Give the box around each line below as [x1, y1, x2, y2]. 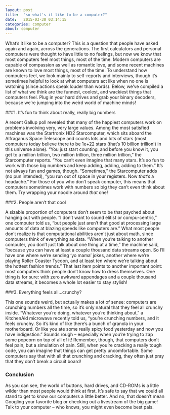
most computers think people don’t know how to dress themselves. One [5, 269, 155, 275]
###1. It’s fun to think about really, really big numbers [5, 110, 116, 116]
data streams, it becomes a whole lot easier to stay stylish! [5, 279, 127, 285]
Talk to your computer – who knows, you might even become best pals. [5, 404, 154, 410]
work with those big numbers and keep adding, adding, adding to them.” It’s [5, 163, 163, 169]
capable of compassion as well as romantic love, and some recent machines [5, 62, 164, 68]
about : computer [5, 26, 39, 31]
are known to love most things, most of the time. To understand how [5, 67, 148, 74]
